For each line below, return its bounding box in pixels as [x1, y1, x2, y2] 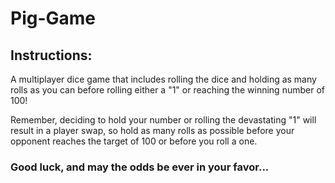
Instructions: [10, 47, 93, 64]
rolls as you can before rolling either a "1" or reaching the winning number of [10, 84, 325, 96]
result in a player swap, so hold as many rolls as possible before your [10, 125, 295, 136]
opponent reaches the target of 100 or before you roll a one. [10, 135, 258, 147]
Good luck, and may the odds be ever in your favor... [10, 160, 270, 174]
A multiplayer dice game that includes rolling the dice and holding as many [10, 73, 317, 85]
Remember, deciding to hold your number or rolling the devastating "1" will [10, 114, 317, 126]
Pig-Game [10, 7, 97, 30]
